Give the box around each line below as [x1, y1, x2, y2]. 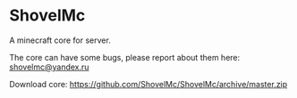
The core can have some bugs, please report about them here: [9, 52, 241, 62]
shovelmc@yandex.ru [9, 61, 89, 72]
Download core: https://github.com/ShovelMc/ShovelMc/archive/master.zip [9, 78, 288, 89]
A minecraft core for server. [9, 35, 112, 45]
